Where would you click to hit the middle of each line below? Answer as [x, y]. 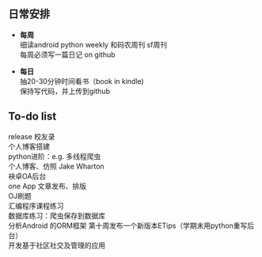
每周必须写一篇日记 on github [68, 55]
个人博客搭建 [29, 146]
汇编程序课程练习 [36, 206]
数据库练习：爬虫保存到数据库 [57, 215]
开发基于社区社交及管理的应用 [57, 245]
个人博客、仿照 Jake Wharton [56, 166]
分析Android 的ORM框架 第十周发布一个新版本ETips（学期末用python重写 [128, 225]
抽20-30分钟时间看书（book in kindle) [82, 81]
